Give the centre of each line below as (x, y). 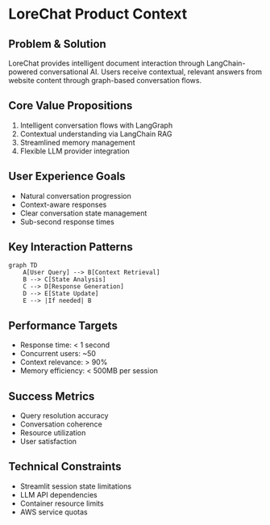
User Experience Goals (67, 176)
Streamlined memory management (77, 142)
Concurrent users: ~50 (58, 354)
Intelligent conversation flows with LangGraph (96, 125)
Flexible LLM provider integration (75, 151)
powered (23, 72)
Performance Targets (63, 325)
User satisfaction (48, 442)
